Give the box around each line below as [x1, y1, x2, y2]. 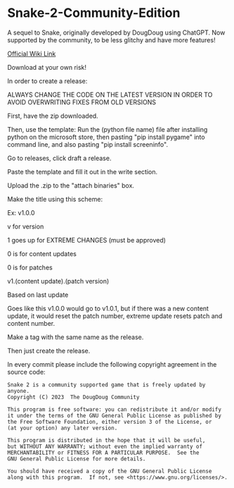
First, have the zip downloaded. [7, 111, 98, 120]
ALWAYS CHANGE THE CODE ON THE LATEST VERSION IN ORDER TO [7, 90, 213, 99]
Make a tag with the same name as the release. [7, 333, 144, 341]
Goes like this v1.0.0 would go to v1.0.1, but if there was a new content [7, 304, 209, 312]
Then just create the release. [7, 346, 91, 355]
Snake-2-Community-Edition [7, 5, 181, 21]
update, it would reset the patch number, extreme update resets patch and [7, 312, 223, 320]
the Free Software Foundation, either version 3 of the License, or [7, 418, 212, 425]
